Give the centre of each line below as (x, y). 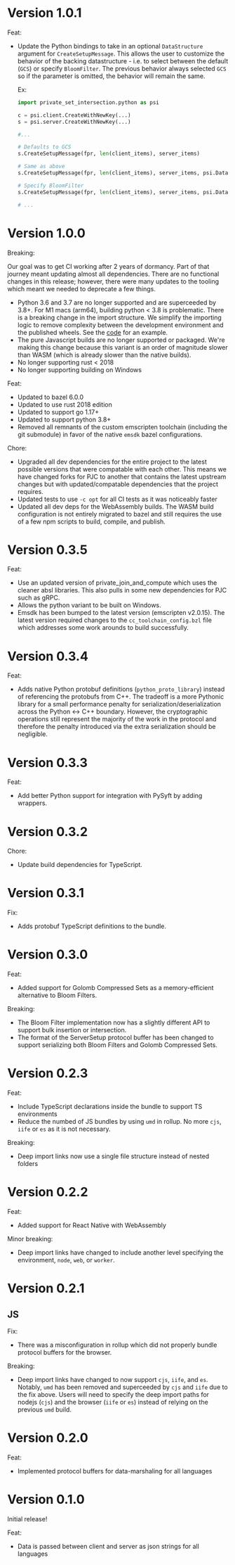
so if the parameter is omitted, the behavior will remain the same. (111, 76)
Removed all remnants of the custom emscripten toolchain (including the (122, 426)
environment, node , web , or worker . (66, 1260)
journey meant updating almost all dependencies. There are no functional (113, 274)
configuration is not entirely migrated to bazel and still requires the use (120, 514)
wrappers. (32, 803)
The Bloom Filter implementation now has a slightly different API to (114, 1022)
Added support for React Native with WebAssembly (92, 1225)
